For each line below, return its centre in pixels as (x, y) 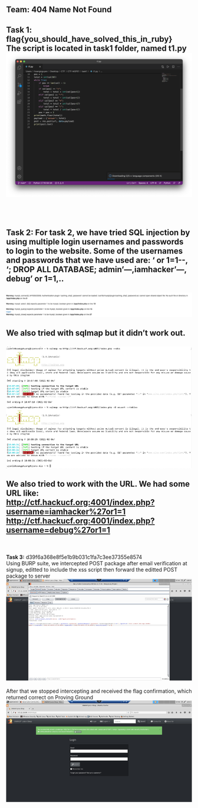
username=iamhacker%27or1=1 (66, 512)
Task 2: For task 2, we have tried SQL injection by (98, 233)
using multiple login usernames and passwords (95, 242)
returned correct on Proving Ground (49, 698)
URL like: (23, 493)
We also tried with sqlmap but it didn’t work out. (96, 333)
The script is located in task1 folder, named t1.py (96, 48)
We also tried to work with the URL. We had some (98, 484)
